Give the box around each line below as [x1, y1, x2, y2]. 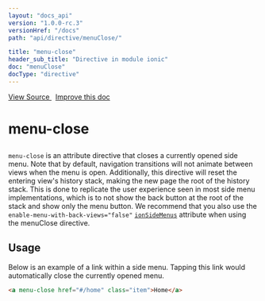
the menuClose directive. [8, 218, 90, 227]
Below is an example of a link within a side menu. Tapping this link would [8, 262, 246, 272]
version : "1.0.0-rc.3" [8, 19, 83, 27]
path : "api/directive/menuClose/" [8, 33, 123, 42]
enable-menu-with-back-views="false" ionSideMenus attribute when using [8, 210, 247, 219]
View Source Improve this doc [8, 92, 111, 102]
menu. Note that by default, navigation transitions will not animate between [8, 159, 253, 168]
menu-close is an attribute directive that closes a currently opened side [8, 150, 238, 160]
